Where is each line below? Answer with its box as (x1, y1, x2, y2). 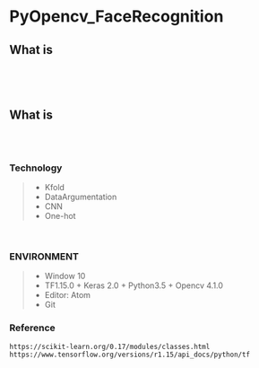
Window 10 (44, 271, 86, 282)
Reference (9, 321, 56, 334)
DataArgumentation (44, 191, 117, 203)
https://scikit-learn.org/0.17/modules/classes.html (9, 342, 211, 351)
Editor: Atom (44, 290, 91, 301)
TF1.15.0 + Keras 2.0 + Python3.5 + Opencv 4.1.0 (44, 280, 224, 291)
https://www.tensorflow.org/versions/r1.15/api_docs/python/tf (9, 350, 251, 359)
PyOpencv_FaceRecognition (9, 6, 224, 27)
